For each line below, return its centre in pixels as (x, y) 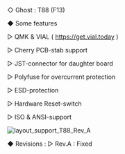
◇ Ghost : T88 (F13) (36, 10)
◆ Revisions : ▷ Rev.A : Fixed (50, 144)
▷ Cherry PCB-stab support (48, 50)
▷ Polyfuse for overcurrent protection (61, 77)
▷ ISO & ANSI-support (39, 117)
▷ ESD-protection (33, 90)
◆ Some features (32, 23)
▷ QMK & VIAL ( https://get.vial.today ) (63, 37)
